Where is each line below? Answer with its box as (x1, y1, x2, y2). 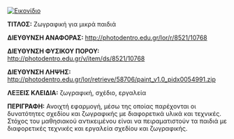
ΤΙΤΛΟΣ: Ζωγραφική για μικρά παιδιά (7, 20, 117, 28)
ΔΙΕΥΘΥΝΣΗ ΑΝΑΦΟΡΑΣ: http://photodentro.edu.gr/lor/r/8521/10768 (7, 33, 207, 42)
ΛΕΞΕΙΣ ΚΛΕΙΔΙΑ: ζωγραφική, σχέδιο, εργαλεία (7, 89, 147, 97)
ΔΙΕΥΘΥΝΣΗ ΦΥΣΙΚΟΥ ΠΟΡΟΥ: (7, 47, 100, 55)
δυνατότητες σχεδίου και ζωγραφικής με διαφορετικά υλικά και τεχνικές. (7, 110, 221, 117)
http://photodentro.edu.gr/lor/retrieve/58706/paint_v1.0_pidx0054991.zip (7, 75, 217, 83)
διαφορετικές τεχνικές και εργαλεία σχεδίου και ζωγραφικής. (7, 124, 188, 132)
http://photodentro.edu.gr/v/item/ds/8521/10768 (7, 54, 145, 63)
